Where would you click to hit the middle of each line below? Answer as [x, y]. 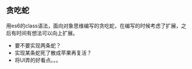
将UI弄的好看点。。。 [38, 60]
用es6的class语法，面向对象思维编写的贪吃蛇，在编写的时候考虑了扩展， [94, 26]
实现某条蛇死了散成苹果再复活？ [53, 53]
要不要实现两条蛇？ [38, 45]
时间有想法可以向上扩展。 [47, 33]
